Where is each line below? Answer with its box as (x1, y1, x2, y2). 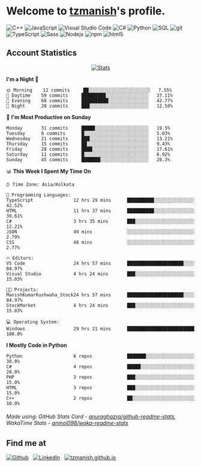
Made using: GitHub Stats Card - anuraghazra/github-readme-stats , (6, 413, 176, 420)
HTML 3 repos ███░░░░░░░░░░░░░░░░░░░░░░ (6, 385, 195, 391)
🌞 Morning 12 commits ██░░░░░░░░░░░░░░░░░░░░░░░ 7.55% (6, 87, 172, 93)
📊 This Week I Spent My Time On (6, 167, 91, 175)
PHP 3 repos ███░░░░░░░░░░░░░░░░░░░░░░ (6, 374, 195, 380)
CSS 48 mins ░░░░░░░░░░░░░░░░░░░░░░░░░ (6, 239, 195, 245)
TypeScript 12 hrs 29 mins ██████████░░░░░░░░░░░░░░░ (6, 197, 195, 203)
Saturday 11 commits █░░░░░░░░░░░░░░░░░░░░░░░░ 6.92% (6, 151, 170, 157)
